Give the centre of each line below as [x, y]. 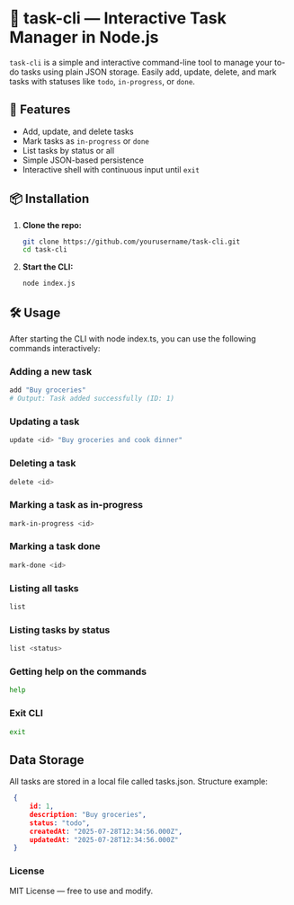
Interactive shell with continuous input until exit [111, 169]
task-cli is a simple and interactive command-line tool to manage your [141, 62]
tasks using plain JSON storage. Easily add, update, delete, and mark [149, 72]
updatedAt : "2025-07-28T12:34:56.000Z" [104, 839]
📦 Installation [49, 199]
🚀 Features [40, 110]
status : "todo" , [60, 823]
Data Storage [47, 760]
